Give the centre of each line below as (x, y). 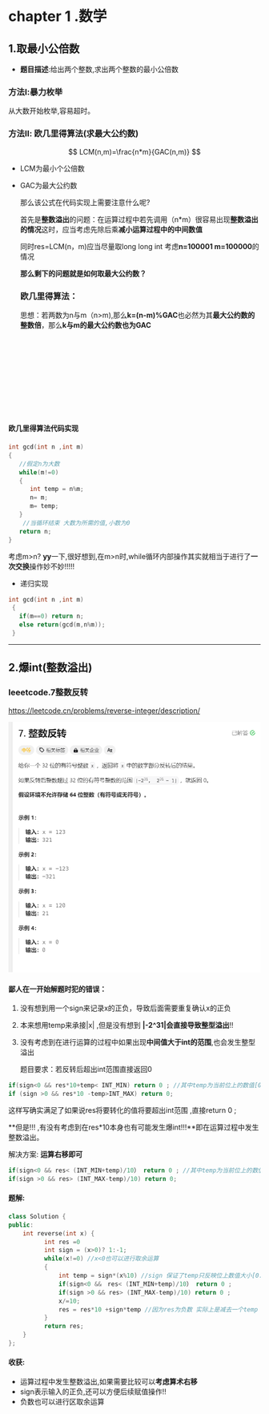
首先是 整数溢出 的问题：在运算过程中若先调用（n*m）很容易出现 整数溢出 (139, 219)
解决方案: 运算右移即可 (45, 1154)
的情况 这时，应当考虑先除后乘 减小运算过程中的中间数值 (111, 229)
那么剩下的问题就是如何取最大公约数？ (83, 273)
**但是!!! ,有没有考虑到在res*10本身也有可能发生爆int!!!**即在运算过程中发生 (134, 1127)
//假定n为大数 (39, 464)
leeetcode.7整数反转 (48, 692)
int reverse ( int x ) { (58, 1233)
